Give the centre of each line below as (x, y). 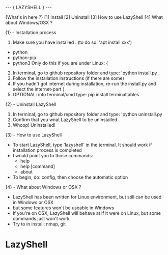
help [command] (37, 166)
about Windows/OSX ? (29, 23)
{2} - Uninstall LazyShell (31, 104)
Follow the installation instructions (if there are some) (68, 78)
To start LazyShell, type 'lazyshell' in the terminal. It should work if (82, 145)
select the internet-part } (38, 89)
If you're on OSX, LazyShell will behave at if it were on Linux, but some (87, 213)
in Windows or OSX (33, 202)
